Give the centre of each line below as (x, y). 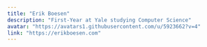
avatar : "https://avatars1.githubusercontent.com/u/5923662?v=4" (104, 26)
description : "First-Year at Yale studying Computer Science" (99, 20)
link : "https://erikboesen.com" (54, 33)
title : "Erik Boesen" (39, 13)
